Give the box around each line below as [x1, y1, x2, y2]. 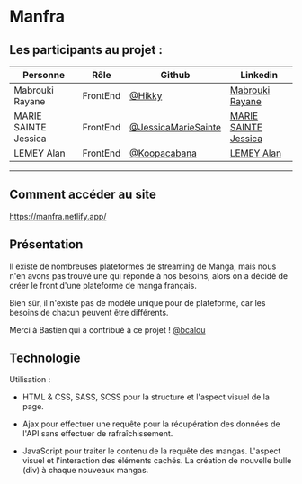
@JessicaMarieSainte [129, 121, 222, 133]
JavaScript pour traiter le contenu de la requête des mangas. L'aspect [22, 445, 281, 456]
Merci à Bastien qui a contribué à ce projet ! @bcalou [9, 324, 206, 335]
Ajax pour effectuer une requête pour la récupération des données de [22, 418, 280, 429]
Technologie [9, 351, 81, 366]
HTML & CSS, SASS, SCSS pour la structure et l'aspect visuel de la [22, 391, 270, 402]
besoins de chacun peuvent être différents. [9, 307, 169, 318]
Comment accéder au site [9, 187, 157, 202]
